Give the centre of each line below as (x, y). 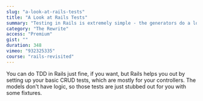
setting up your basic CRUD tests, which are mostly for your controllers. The (101, 80)
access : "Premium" (29, 34)
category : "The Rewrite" (37, 29)
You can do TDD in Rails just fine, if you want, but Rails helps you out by (96, 73)
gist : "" (17, 40)
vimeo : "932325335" (31, 51)
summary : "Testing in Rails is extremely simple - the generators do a (98, 23)
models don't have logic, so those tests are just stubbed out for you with (96, 86)
